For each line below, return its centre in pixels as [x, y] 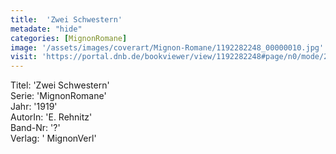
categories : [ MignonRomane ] [69, 38]
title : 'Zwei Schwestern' [66, 19]
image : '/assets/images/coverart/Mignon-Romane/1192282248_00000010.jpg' [167, 47]
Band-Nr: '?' [35, 128]
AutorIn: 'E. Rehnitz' [51, 117]
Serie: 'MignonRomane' [58, 96]
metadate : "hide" [46, 29]
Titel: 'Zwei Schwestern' [60, 85]
